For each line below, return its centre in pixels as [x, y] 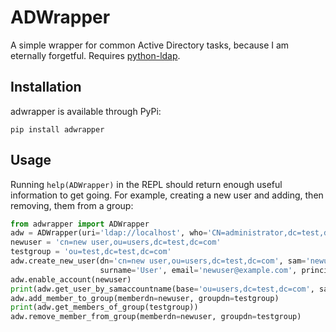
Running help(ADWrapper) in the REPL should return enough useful [146, 184]
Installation [46, 87]
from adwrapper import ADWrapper [80, 224]
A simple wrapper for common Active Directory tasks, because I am [150, 45]
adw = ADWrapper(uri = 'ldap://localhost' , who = [109, 233]
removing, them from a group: [72, 205]
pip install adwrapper [57, 129]
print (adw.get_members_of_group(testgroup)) [104, 307]
